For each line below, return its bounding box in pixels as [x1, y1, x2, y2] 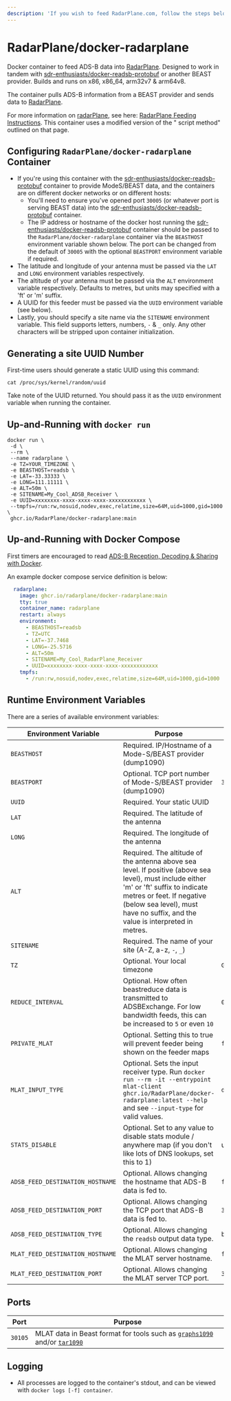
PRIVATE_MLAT [10, 1039, 54, 1047]
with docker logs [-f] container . [16, 1386, 113, 1394]
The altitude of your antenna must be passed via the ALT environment [16, 276, 214, 285]
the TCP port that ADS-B [122, 1205, 204, 1215]
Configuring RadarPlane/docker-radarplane [7, 145, 192, 157]
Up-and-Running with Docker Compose [7, 533, 181, 545]
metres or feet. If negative [122, 891, 206, 901]
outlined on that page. [7, 125, 70, 134]
